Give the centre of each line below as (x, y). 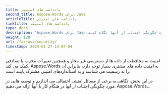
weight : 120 (18, 38)
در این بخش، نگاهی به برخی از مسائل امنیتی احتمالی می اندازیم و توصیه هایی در (79, 81)
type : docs (17, 28)
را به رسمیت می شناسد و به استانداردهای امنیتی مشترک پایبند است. (68, 71)
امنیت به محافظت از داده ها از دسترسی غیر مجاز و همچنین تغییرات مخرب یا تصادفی (83, 60)
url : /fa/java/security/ (31, 42)
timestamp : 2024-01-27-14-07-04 (39, 47)
